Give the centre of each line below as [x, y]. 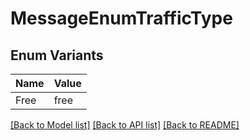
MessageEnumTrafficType [121, 18]
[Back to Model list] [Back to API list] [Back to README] [125, 125]
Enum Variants [57, 55]
